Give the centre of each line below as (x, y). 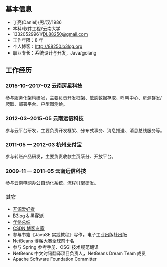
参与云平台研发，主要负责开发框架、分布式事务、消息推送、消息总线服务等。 (85, 130)
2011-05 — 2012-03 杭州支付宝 (44, 144)
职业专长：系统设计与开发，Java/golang (54, 52)
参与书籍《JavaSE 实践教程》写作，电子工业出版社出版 (70, 234)
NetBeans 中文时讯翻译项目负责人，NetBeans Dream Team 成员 (79, 253)
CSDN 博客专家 (28, 228)
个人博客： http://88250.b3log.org (48, 46)
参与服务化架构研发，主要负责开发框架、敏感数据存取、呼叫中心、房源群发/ (84, 98)
